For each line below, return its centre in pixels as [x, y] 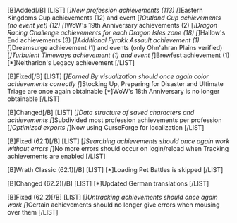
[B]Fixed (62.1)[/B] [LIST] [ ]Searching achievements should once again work [119, 141]
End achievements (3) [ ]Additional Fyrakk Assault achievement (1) [103, 40]
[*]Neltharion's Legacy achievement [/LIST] [71, 62]
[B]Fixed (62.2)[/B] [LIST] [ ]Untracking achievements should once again [113, 197]
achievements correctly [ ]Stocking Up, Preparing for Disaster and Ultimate [115, 84]
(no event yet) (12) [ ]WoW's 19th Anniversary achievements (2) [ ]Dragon [113, 25]
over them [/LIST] [33, 212]
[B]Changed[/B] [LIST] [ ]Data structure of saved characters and [101, 113]
